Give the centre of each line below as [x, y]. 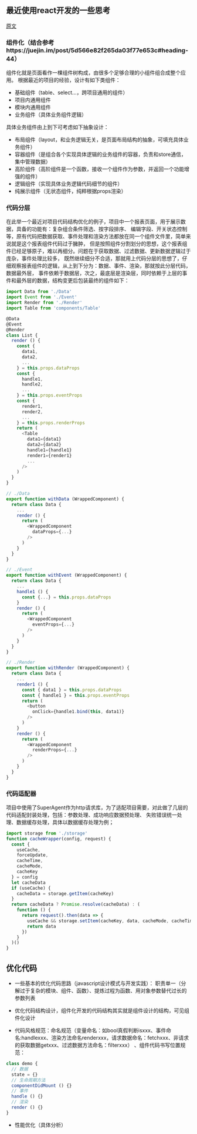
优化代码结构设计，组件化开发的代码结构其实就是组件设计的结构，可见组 [102, 1010]
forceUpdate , [33, 855]
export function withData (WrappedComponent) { [65, 499]
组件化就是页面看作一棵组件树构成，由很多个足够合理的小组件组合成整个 [93, 73]
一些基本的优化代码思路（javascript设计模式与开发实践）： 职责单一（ [98, 983]
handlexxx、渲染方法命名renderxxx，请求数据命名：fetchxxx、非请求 [105, 1038]
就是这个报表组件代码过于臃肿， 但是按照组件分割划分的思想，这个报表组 [99, 244]
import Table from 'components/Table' [53, 308]
